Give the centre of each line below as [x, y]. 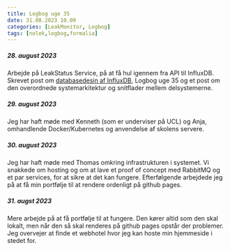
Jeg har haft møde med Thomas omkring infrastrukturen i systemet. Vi [108, 163]
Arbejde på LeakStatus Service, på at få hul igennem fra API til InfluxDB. [111, 73]
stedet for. [22, 241]
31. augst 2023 [30, 200]
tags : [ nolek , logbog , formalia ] [53, 33]
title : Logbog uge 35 [39, 14]
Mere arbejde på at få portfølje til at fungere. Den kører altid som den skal [113, 219]
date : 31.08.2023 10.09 [42, 20]
